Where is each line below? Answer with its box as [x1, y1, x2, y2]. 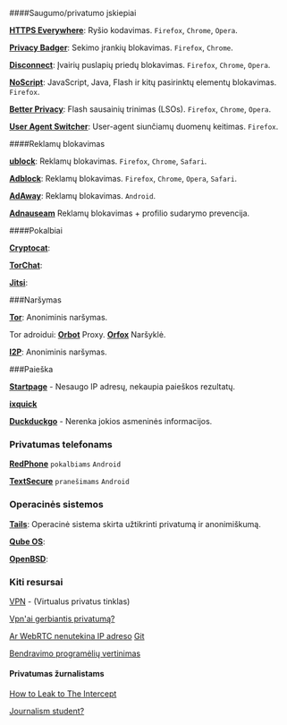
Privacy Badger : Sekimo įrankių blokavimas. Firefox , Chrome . [9, 42, 234, 53]
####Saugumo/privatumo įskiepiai [9, 8, 137, 18]
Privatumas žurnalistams [9, 669, 105, 679]
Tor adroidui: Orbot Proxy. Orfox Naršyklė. [9, 329, 166, 339]
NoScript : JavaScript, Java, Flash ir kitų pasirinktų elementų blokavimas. [9, 77, 277, 88]
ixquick [9, 398, 38, 409]
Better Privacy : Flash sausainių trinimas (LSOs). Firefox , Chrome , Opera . [9, 104, 272, 115]
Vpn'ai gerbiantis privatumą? [9, 613, 115, 624]
